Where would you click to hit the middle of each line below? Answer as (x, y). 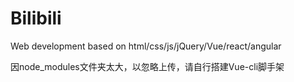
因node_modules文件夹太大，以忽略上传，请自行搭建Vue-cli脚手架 (147, 66)
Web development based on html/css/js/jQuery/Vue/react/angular (146, 46)
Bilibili (36, 18)
